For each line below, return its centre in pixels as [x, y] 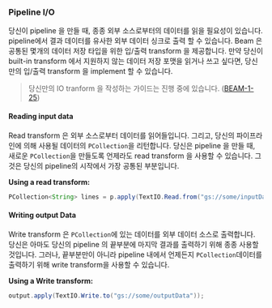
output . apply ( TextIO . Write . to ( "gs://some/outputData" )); [106, 295]
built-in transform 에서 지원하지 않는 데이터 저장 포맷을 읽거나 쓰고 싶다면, [126, 61]
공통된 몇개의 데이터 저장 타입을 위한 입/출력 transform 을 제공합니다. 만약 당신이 [136, 51]
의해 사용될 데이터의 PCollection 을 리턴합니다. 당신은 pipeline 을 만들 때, [139, 145]
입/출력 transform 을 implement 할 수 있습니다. [98, 71]
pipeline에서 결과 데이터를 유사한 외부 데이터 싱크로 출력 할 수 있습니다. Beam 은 [136, 41]
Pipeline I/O [32, 12]
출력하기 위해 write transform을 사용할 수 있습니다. [89, 264]
